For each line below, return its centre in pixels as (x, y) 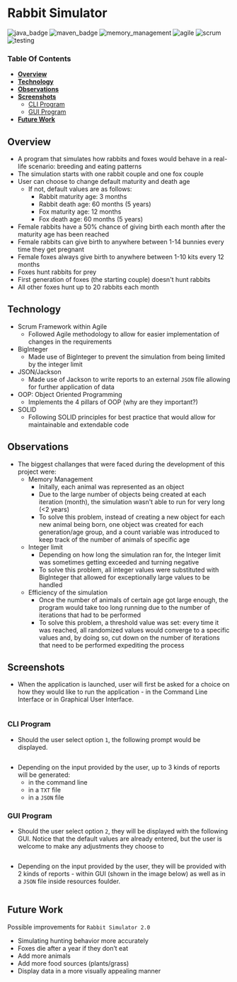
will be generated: (44, 775)
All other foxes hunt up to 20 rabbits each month (88, 287)
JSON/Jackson (39, 371)
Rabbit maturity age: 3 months (83, 197)
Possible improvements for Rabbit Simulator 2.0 (79, 927)
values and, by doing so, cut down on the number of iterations (129, 638)
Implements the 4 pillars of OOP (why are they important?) (113, 402)
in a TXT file (45, 790)
